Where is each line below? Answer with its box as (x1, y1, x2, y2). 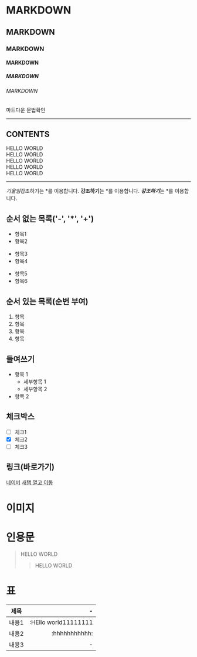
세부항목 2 (23, 385, 47, 392)
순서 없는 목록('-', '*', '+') (6, 214, 94, 224)
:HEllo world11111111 (29, 618, 93, 626)
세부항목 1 (23, 378, 46, 385)
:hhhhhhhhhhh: (51, 629, 93, 637)
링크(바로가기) (6, 462, 55, 472)
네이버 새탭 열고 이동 (6, 479, 53, 486)
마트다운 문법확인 (6, 106, 46, 114)
